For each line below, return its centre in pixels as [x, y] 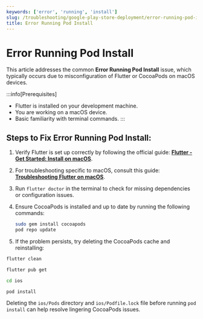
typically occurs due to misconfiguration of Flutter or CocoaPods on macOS [101, 76]
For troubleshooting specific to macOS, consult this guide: [87, 170]
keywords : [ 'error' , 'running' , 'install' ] [62, 12]
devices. [17, 83]
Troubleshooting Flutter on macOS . [60, 177]
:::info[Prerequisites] [32, 94]
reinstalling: [29, 248]
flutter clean [24, 259]
